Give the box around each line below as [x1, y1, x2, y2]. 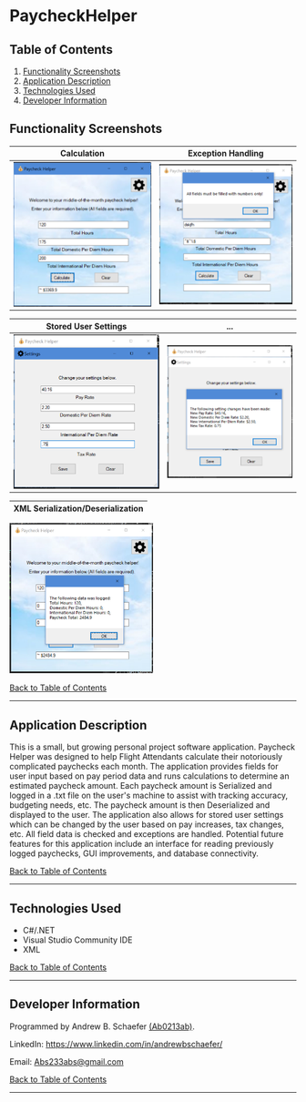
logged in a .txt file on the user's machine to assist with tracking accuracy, [9, 790, 289, 801]
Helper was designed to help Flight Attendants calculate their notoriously [9, 751, 283, 762]
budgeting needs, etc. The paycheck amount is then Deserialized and [9, 800, 270, 811]
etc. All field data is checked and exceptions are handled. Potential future [9, 829, 284, 840]
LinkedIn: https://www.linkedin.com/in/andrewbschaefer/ [9, 1038, 223, 1049]
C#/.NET [22, 925, 56, 936]
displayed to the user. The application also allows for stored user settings [9, 810, 284, 821]
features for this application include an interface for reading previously [9, 839, 274, 850]
